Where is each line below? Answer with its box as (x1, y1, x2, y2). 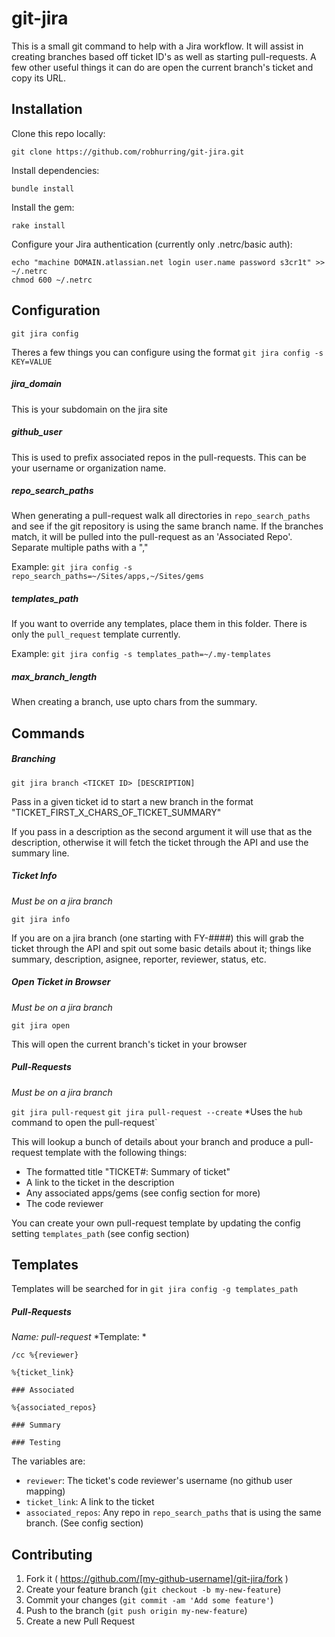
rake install (11, 220, 66, 231)
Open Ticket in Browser (11, 976, 111, 988)
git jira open (11, 1020, 71, 1031)
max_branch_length (11, 671, 98, 683)
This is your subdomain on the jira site (11, 403, 168, 415)
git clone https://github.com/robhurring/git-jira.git (11, 147, 245, 157)
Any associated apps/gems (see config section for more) (25, 1187, 261, 1199)
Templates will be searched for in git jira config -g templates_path (11, 1283, 299, 1295)
